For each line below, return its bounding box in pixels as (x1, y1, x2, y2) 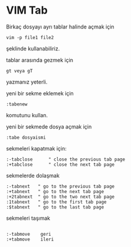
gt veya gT (6, 68, 33, 74)
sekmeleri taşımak (6, 214, 51, 222)
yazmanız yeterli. (6, 78, 48, 85)
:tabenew (6, 101, 28, 107)
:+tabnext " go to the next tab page (6, 188, 104, 194)
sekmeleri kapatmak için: (6, 145, 67, 152)
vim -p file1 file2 (6, 34, 54, 40)
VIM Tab (6, 4, 48, 17)
